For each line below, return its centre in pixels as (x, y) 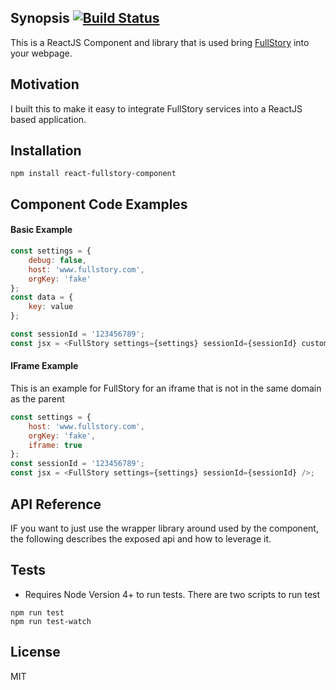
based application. (48, 119)
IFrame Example (44, 366)
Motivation (45, 84)
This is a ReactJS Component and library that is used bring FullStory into (160, 42)
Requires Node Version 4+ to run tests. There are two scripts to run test (172, 594)
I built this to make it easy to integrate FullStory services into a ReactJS (156, 108)
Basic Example (41, 230)
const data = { (42, 297)
